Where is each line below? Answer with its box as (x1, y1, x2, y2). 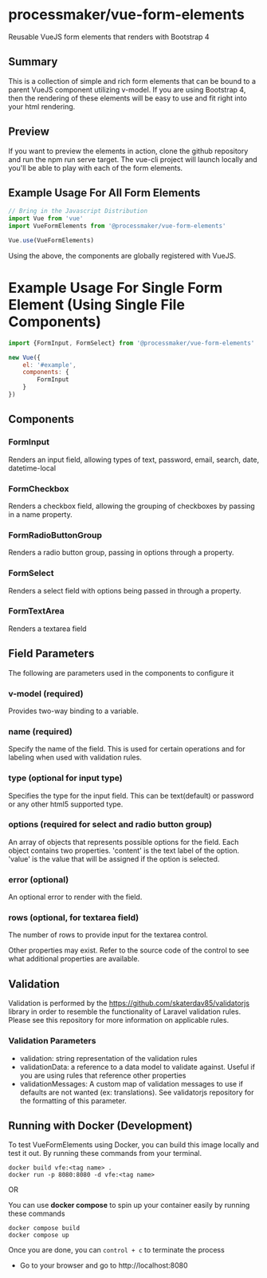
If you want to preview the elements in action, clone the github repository (8, 146, 249, 156)
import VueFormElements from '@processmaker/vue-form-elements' (8, 222, 226, 231)
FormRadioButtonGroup (8, 529, 102, 540)
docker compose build (8, 1225, 80, 1233)
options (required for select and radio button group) (8, 819, 213, 830)
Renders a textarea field (8, 624, 87, 633)
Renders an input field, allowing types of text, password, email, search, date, (8, 455, 260, 464)
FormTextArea (8, 605, 65, 617)
